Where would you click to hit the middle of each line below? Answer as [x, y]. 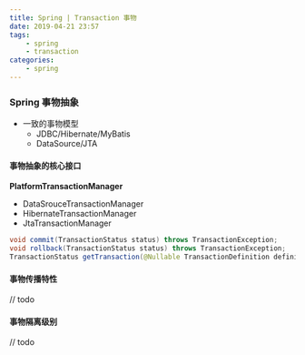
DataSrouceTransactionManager [83, 204]
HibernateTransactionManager [79, 214]
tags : [20, 35]
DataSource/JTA [67, 144]
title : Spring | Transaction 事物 [74, 18]
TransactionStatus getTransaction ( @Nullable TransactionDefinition [140, 257]
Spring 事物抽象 [44, 102]
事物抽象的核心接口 [45, 166]
